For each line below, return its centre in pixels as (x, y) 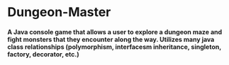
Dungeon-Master (59, 12)
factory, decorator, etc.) (43, 54)
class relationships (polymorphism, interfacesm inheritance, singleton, (114, 47)
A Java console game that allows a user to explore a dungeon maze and (115, 31)
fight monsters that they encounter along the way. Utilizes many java (111, 39)
